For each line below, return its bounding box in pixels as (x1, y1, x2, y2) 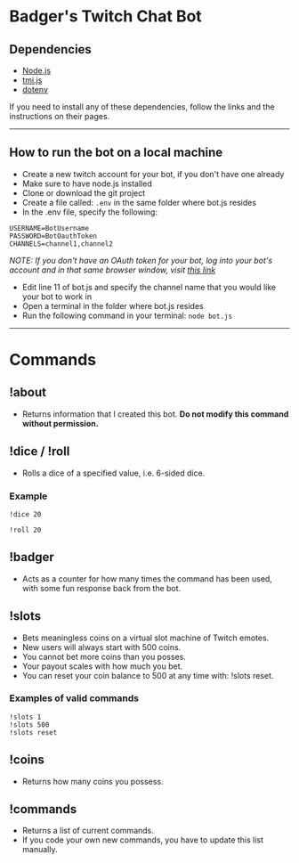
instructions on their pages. (9, 111, 110, 121)
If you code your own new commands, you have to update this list (21, 835, 264, 845)
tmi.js (21, 75, 43, 85)
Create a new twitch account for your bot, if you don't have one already (21, 168, 285, 179)
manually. (21, 844, 58, 855)
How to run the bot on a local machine (9, 145, 223, 160)
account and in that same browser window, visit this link (9, 265, 216, 275)
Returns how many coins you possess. (21, 776, 164, 786)
